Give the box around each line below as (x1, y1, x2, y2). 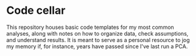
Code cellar (6, 4, 66, 17)
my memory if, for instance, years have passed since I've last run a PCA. (6, 43, 188, 50)
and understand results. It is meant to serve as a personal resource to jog (6, 36, 190, 43)
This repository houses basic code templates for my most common (6, 23, 175, 31)
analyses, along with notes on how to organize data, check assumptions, (6, 30, 189, 37)
